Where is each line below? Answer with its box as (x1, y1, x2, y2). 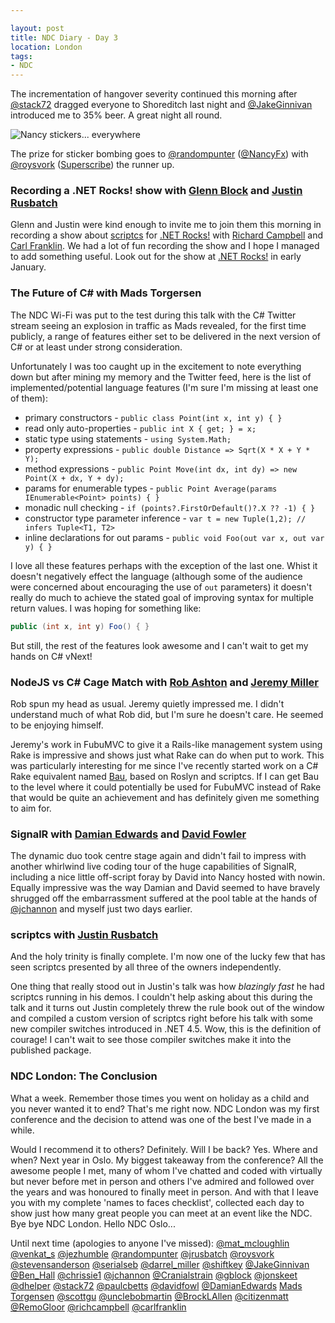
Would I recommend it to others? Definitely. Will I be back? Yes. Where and (10, 1143, 318, 1155)
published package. (10, 1044, 92, 1056)
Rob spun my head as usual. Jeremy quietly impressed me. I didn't (10, 697, 285, 710)
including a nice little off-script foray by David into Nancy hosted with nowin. (10, 871, 326, 883)
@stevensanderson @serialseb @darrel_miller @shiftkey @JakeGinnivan (10, 1258, 310, 1270)
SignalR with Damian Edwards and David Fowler (10, 827, 247, 841)
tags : (10, 51, 33, 61)
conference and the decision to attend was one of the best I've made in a (10, 1113, 312, 1125)
